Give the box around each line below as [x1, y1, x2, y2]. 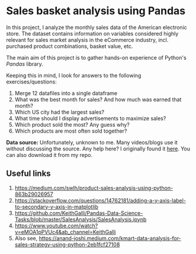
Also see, [14, 234, 38, 242]
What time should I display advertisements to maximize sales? [14, 114, 166, 122]
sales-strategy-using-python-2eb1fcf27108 [14, 241, 120, 248]
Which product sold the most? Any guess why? [14, 121, 130, 128]
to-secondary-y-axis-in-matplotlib [14, 203, 99, 210]
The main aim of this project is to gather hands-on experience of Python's [6, 54, 187, 61]
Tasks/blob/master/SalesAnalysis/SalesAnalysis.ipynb [14, 216, 147, 223]
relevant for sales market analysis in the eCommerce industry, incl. [6, 36, 169, 43]
